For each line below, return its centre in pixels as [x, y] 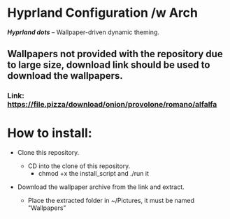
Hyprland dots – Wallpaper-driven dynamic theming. [83, 32]
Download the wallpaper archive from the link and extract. [101, 187]
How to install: [50, 133]
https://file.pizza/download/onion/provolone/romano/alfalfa [112, 105]
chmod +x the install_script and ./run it [93, 174]
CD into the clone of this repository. [79, 166]
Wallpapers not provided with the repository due [115, 54]
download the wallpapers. [65, 76]
